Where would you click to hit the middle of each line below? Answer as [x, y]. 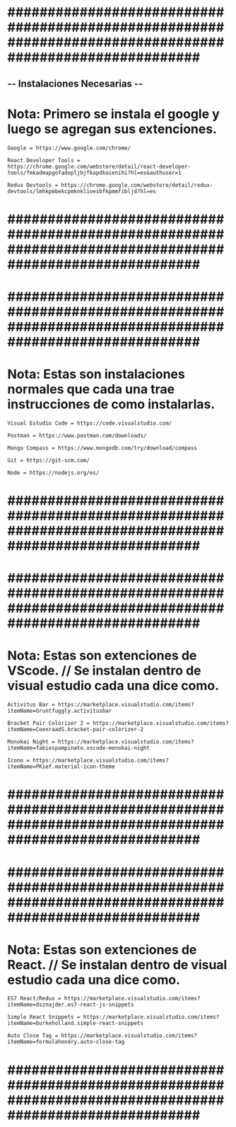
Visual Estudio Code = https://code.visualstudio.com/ [90, 423]
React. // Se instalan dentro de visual [117, 965]
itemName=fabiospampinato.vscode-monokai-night [79, 748]
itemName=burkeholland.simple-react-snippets [75, 1024]
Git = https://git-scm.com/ [49, 460]
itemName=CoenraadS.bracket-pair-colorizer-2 [75, 730]
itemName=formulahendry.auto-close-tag [66, 1042]
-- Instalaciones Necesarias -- [75, 83]
